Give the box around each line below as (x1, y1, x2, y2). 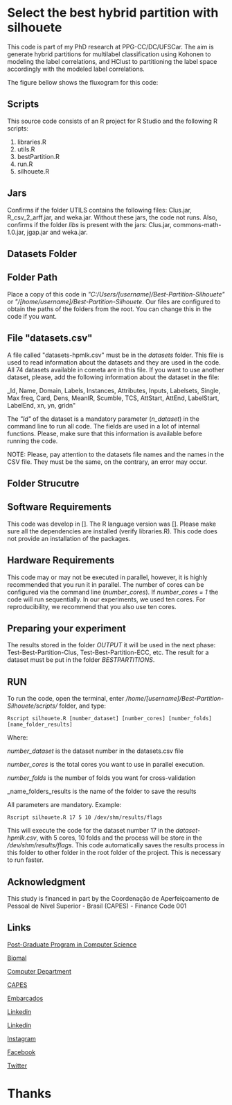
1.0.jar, (7, 228, 26, 236)
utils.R (17, 144, 35, 153)
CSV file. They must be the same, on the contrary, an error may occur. (7, 457, 208, 466)
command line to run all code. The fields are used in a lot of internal (7, 422, 200, 430)
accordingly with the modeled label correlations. (7, 65, 145, 73)
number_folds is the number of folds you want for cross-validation (7, 774, 196, 782)
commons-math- (172, 220, 222, 229)
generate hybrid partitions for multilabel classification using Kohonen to (7, 50, 211, 58)
